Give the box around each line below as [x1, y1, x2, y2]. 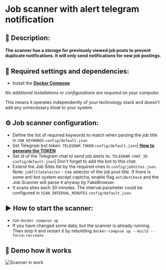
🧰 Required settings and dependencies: [5, 67, 129, 75]
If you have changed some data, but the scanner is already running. [12, 223, 151, 228]
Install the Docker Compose [12, 80, 70, 86]
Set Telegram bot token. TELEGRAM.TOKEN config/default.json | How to [12, 142, 155, 148]
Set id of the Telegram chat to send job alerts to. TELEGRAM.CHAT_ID [12, 153, 148, 159]
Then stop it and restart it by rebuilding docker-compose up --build [12, 227, 149, 233]
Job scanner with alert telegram [5, 3, 140, 15]
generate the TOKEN [12, 147, 56, 154]
